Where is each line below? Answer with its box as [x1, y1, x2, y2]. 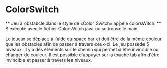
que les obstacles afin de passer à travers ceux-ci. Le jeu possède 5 [5, 41, 149, 47]
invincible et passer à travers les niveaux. [5, 57, 92, 63]
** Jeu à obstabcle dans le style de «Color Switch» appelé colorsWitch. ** [5, 20, 162, 26]
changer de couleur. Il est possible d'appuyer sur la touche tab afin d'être [5, 52, 160, 58]
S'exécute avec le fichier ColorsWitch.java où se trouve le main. [5, 25, 139, 31]
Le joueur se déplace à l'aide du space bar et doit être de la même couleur [5, 36, 162, 42]
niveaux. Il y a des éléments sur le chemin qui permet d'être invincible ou [5, 46, 159, 52]
